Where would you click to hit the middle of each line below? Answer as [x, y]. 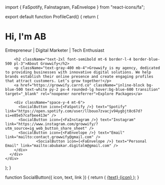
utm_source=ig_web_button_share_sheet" [46, 128]
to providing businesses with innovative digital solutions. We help [78, 72]
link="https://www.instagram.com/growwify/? [52, 124]
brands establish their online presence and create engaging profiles [79, 76]
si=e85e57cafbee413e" [27, 115]
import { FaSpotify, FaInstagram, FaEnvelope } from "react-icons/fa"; [75, 7]
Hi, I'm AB [26, 37]
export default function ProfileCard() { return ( [52, 17]
